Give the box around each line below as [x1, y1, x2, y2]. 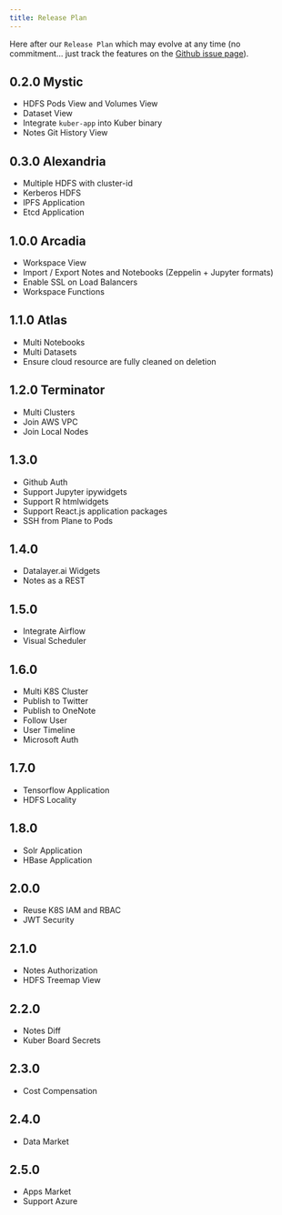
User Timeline [22, 724, 76, 735]
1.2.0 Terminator [9, 383, 106, 398]
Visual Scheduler [22, 636, 86, 647]
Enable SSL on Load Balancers [22, 276, 138, 287]
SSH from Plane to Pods [22, 515, 114, 526]
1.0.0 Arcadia [9, 233, 86, 248]
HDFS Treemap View [22, 975, 102, 986]
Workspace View [22, 257, 86, 268]
